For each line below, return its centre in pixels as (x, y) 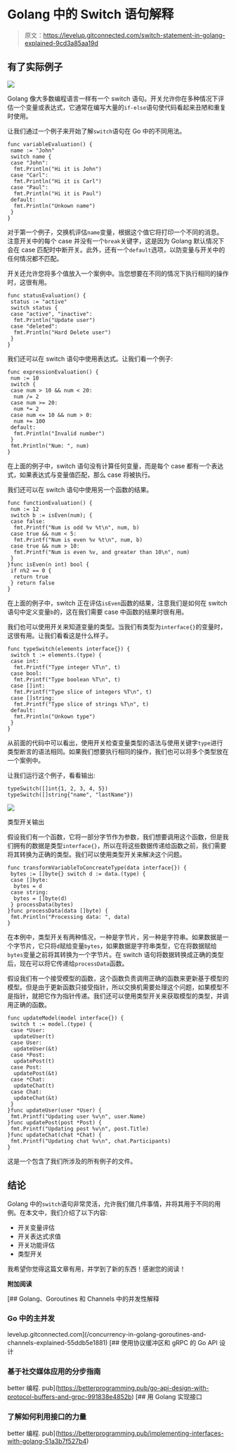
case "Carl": (29, 175)
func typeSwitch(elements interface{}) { (69, 649)
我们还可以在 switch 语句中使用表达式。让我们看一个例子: (90, 359)
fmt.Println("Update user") (55, 320)
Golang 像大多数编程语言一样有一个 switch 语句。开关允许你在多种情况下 (113, 98)
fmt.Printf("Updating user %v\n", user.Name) (78, 1116)
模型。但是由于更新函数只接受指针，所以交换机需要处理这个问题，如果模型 (115, 987)
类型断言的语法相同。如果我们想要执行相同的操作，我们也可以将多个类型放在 (118, 751)
